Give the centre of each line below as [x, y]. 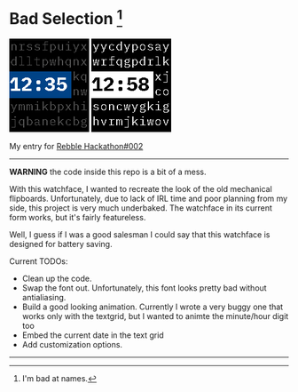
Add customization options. [72, 345]
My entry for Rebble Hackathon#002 [76, 147]
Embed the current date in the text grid [93, 335]
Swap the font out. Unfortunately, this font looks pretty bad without [145, 288]
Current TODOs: [39, 261]
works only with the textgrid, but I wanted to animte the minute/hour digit [155, 316]
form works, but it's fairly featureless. [78, 218]
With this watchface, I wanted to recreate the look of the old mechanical [141, 189]
